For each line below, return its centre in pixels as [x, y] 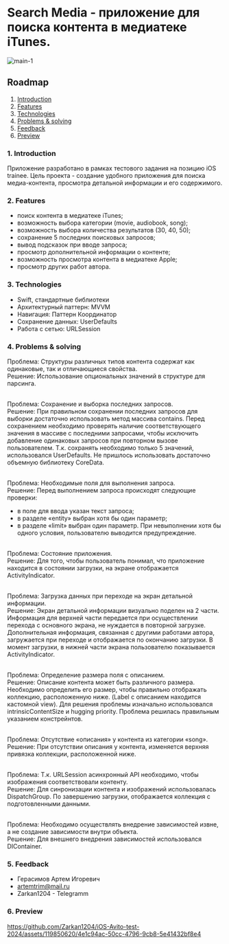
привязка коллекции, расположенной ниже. [72, 754]
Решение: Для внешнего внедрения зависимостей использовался [105, 839]
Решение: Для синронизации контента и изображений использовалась [112, 789]
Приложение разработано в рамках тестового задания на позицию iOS [112, 168]
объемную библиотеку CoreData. [56, 462]
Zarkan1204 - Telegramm [53, 894]
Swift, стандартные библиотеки [63, 300]
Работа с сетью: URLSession [59, 328]
